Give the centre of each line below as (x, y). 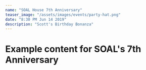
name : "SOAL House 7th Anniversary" (44, 10)
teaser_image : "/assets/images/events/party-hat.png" (63, 15)
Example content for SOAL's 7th (73, 49)
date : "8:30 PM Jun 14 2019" (36, 19)
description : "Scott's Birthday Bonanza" (50, 24)
